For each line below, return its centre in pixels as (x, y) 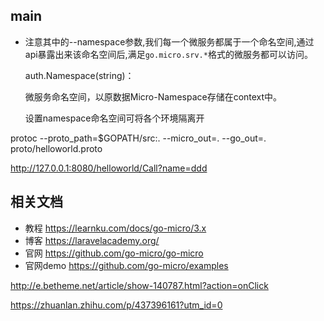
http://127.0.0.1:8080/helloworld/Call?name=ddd (109, 168)
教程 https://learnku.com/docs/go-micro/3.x (115, 228)
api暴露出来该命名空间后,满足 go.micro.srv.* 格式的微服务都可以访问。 (168, 54)
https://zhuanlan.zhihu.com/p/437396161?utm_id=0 (116, 305)
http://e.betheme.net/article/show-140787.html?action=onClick (139, 285)
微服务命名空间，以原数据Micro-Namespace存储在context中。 (153, 96)
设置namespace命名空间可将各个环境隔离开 (114, 118)
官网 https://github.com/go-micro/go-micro (114, 253)
